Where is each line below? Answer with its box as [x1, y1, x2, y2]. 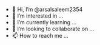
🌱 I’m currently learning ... [12, 19, 77, 26]
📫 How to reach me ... [12, 32, 68, 39]
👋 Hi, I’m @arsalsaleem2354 [12, 6, 83, 13]
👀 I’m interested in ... [12, 12, 64, 19]
